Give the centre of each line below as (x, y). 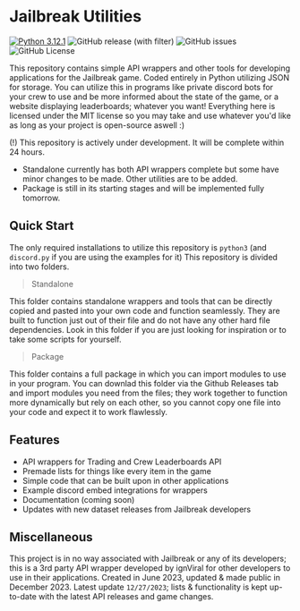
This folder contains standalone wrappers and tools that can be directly (141, 301)
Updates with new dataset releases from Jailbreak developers (137, 509)
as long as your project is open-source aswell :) (97, 125)
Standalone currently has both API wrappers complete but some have (150, 169)
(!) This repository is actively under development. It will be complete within (147, 142)
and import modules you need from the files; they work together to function (149, 393)
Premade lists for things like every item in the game (117, 471)
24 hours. (27, 152)
